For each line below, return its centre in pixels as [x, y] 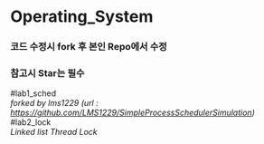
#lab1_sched [33, 93]
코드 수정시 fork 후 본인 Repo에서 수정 [89, 47]
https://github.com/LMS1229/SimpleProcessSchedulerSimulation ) [133, 113]
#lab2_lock [31, 122]
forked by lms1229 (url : [54, 103]
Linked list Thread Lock [54, 132]
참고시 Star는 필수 [47, 73]
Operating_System [82, 17]
